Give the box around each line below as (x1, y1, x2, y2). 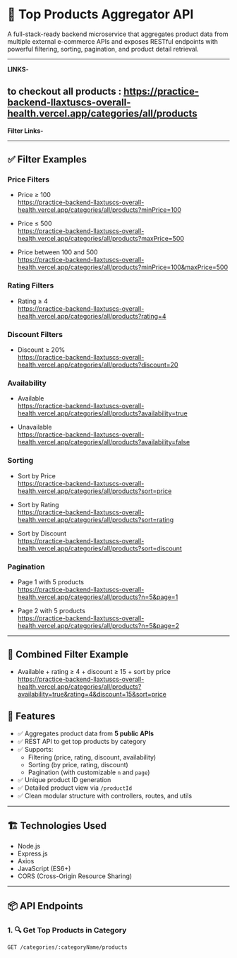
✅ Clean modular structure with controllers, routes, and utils (17, 791, 193, 800)
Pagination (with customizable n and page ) (28, 768, 150, 776)
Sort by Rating (17, 500, 59, 509)
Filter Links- (7, 126, 44, 135)
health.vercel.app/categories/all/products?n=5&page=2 (17, 621, 180, 629)
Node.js (17, 842, 41, 851)
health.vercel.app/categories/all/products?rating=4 (17, 312, 166, 320)
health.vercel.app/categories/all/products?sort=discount (17, 544, 182, 552)
